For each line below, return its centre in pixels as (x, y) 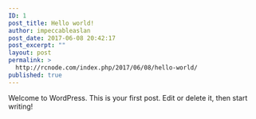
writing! (21, 106)
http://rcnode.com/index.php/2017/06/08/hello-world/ (106, 68)
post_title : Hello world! (51, 23)
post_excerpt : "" (37, 46)
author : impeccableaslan (49, 30)
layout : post (30, 53)
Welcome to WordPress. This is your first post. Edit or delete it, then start (128, 97)
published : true (35, 75)
